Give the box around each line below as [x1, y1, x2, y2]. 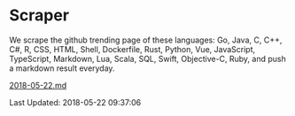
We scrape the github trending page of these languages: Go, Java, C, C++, [9, 35, 283, 45]
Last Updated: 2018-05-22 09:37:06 [9, 97, 142, 107]
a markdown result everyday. [9, 63, 115, 73]
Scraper [9, 5, 69, 26]
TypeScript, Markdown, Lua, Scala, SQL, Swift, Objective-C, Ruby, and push [9, 53, 286, 64]
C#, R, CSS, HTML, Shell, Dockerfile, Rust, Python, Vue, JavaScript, [9, 43, 256, 54]
